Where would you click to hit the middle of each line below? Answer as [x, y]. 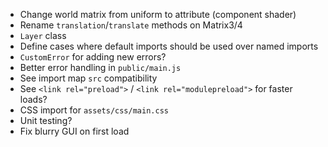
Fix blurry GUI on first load [74, 131]
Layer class [43, 35]
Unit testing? [46, 120]
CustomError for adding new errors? [93, 57]
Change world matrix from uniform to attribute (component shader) [158, 14]
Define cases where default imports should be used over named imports [169, 46]
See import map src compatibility [88, 78]
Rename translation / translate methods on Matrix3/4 [131, 25]
